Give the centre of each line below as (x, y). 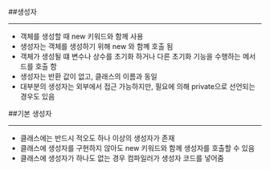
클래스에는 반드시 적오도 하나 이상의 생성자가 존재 (97, 138)
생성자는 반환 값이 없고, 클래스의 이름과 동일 (89, 76)
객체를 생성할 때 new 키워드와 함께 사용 (82, 36)
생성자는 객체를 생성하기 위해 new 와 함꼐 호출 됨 (96, 46)
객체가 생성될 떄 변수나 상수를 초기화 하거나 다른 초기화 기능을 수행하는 (130, 56)
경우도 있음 (37, 96)
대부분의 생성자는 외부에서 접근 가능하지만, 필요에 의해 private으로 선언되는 (137, 86)
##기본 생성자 (30, 113)
